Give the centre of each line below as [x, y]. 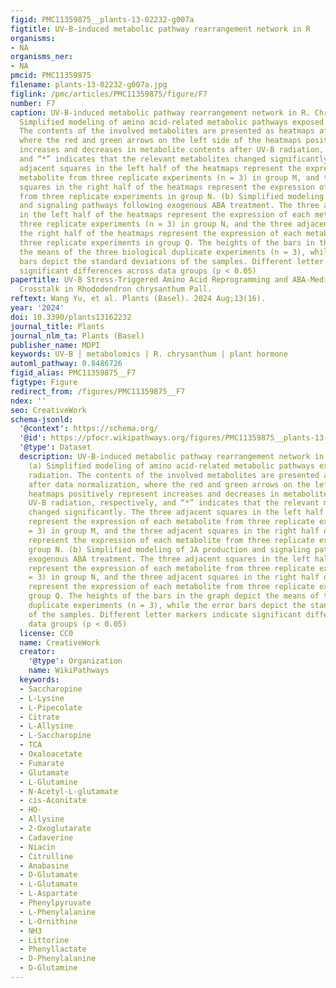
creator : [37, 652]
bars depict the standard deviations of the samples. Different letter [172, 261]
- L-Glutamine [48, 782]
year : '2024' [37, 308]
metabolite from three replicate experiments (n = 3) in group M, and [169, 177]
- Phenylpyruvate [55, 903]
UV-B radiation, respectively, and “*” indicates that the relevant [174, 503]
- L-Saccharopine [55, 736]
